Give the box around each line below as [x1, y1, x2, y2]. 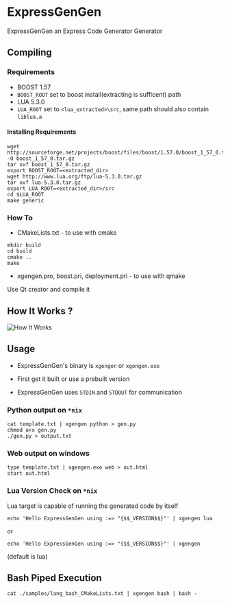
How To [7, 213, 33, 222]
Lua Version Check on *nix [7, 486, 98, 496]
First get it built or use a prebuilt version [16, 375, 130, 383]
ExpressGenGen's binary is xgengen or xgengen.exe [16, 361, 160, 369]
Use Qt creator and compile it [7, 286, 90, 294]
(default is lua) [7, 552, 48, 560]
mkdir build [7, 242, 41, 249]
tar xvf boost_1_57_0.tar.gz [7, 161, 90, 168]
